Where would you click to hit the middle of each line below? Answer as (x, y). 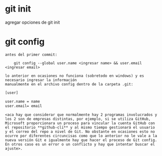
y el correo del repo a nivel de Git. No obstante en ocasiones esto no (80, 131)
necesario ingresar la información (41, 80)
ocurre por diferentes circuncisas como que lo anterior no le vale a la (81, 136)
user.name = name (23, 101)
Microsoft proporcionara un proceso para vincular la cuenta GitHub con (80, 123)
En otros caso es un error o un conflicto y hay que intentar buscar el (80, 144)
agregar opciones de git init (32, 22)
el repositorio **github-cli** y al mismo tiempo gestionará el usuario (80, 127)
